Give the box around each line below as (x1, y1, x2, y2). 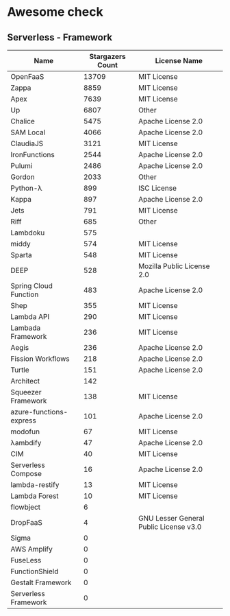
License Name (155, 56, 203, 65)
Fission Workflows (10, 354, 70, 364)
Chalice (10, 117, 36, 126)
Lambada (10, 323, 41, 333)
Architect (10, 377, 40, 386)
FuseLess (10, 556, 42, 565)
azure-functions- (10, 407, 68, 416)
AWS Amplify (10, 545, 53, 554)
